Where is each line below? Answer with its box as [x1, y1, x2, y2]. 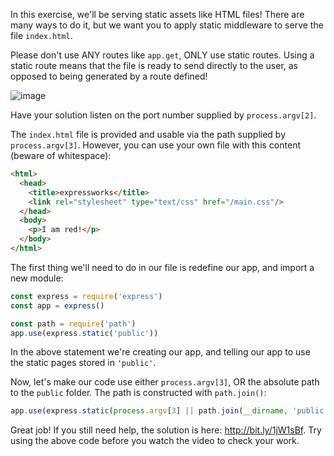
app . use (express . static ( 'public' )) [10, 328, 159, 338]
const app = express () [10, 300, 105, 311]
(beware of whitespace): [10, 150, 112, 161]
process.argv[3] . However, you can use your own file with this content [10, 139, 301, 151]
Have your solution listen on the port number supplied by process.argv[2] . [10, 109, 317, 121]
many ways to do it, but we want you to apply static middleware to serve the [10, 19, 324, 31]
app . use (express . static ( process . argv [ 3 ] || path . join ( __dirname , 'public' [10, 406, 329, 416]
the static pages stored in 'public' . [10, 357, 157, 369]
